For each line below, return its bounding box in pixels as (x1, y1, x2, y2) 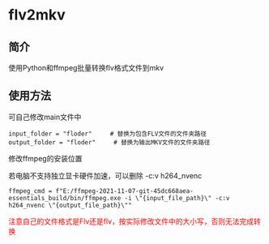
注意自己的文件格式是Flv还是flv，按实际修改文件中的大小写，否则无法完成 (8, 216, 254, 226)
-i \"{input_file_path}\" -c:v (124, 194, 230, 202)
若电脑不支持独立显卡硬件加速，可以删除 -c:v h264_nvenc (8, 170, 203, 180)
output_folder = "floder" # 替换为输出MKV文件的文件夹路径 (8, 138, 211, 147)
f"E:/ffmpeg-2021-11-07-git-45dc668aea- (55, 186, 194, 195)
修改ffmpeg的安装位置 (8, 153, 83, 163)
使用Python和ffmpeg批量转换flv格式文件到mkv (8, 63, 164, 72)
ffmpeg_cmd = (8, 186, 53, 195)
